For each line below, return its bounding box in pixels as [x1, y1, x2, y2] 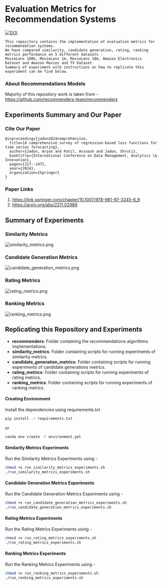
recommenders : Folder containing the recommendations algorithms [12, 338, 148, 344]
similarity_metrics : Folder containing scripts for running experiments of [12, 349, 156, 355]
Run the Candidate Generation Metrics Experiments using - [5, 491, 123, 496]
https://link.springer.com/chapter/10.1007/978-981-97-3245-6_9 [12, 197, 140, 203]
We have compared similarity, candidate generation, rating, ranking [5, 48, 149, 53]
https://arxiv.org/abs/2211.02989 [12, 202, 78, 208]
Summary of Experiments [5, 216, 84, 224]
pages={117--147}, [9, 161, 47, 166]
